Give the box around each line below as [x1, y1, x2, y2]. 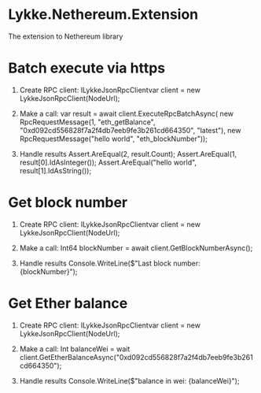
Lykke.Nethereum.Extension [8, 6, 199, 24]
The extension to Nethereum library [8, 32, 123, 41]
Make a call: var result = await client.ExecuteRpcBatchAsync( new [19, 109, 234, 118]
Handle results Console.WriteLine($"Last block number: [19, 258, 200, 268]
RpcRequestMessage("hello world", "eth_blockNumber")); [19, 134, 208, 143]
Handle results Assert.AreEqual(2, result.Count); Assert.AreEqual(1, [19, 149, 237, 158]
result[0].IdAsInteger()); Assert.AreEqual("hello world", [19, 158, 197, 167]
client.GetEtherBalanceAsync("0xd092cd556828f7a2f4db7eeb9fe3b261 [19, 352, 253, 361]
